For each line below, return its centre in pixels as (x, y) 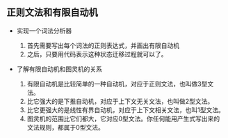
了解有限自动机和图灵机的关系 (59, 69)
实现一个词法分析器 (44, 31)
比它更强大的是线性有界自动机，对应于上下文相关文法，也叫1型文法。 (126, 109)
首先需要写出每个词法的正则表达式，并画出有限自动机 (103, 45)
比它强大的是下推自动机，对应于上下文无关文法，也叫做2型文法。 (120, 101)
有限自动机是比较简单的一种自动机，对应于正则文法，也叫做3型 (117, 84)
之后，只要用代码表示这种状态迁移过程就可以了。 (97, 54)
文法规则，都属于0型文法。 (66, 127)
